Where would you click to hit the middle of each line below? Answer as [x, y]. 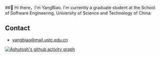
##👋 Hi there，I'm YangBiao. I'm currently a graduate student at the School [80, 7]
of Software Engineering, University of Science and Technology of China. [79, 13]
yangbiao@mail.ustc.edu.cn [40, 40]
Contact [18, 28]
